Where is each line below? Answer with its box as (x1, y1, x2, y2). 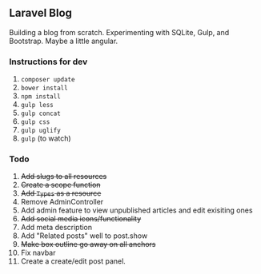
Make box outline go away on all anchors (20, 240, 156, 249)
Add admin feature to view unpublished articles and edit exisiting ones (20, 205, 253, 215)
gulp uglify (20, 127, 61, 135)
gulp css (20, 118, 50, 126)
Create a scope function (20, 180, 101, 190)
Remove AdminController (20, 197, 104, 207)
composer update (20, 76, 75, 84)
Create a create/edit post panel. (20, 256, 126, 266)
